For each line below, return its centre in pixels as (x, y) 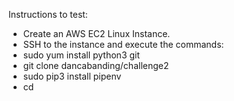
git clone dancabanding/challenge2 (96, 65)
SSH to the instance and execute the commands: (123, 44)
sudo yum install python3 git (81, 55)
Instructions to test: (48, 14)
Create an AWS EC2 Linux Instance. (96, 33)
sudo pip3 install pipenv (72, 76)
